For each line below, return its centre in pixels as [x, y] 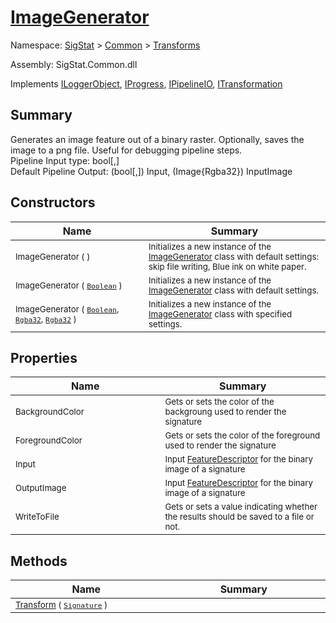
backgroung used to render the [225, 412]
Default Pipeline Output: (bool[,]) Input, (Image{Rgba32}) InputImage [151, 171]
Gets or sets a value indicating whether [241, 507]
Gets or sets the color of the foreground [242, 435]
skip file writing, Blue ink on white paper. [227, 266]
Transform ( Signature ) [61, 605]
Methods [39, 561]
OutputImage [41, 488]
